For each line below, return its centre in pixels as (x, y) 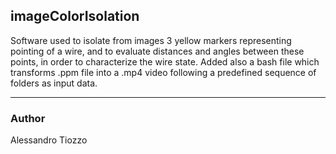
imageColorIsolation (75, 16)
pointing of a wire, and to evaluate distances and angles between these (157, 51)
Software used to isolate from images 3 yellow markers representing (151, 40)
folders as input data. (54, 83)
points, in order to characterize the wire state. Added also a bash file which (165, 61)
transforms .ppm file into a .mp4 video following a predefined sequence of (163, 72)
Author (28, 118)
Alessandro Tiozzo (49, 140)
